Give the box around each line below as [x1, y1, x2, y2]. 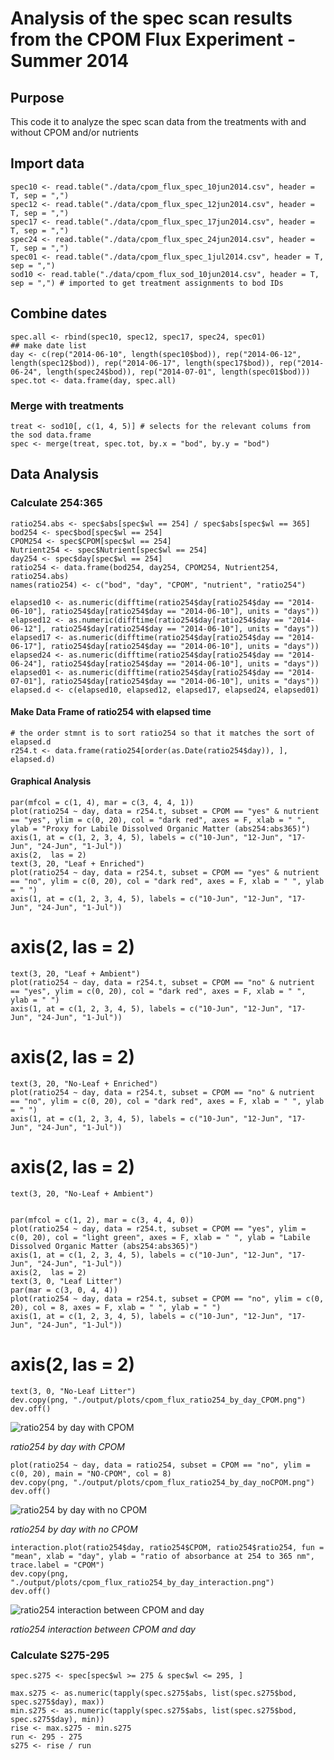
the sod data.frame [10, 430, 92, 440]
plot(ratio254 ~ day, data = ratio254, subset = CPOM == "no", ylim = [10, 1460, 311, 1470]
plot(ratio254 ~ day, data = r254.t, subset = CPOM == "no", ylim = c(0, [10, 1293, 325, 1304]
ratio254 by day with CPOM [10, 1440, 125, 1452]
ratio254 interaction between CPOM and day [10, 1623, 196, 1635]
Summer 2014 [10, 50, 130, 72]
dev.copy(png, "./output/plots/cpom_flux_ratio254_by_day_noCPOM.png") [10, 1477, 315, 1487]
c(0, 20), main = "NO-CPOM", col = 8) [10, 1468, 172, 1479]
